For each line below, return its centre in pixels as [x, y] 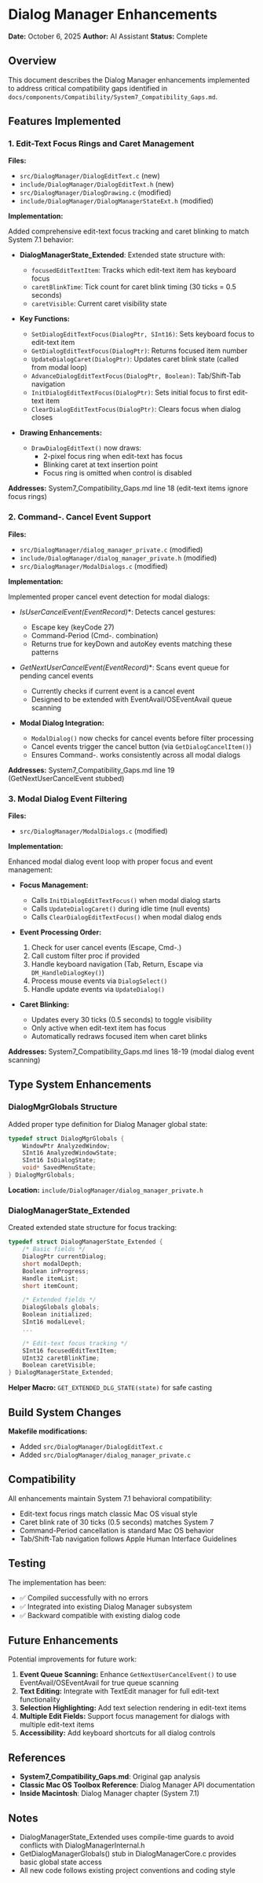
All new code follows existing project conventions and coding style [127, 1870]
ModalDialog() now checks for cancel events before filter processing [142, 738]
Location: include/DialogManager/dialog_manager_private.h [106, 1190]
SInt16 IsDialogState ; [59, 1161]
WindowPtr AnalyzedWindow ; [66, 1146]
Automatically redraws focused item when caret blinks [119, 1037]
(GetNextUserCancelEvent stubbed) [66, 778]
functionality [40, 1700]
